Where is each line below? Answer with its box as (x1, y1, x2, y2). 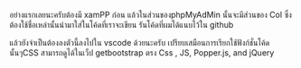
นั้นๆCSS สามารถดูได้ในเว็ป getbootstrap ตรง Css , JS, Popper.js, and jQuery (9, 47, 275, 58)
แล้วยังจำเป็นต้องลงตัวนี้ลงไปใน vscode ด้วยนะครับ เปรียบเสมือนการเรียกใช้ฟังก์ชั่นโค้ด (9, 38, 270, 47)
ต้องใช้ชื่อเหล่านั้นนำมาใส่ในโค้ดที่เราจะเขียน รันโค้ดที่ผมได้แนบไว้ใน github (9, 20, 234, 30)
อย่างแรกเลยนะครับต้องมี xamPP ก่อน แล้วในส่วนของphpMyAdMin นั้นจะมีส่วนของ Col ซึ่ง (9, 10, 292, 20)
